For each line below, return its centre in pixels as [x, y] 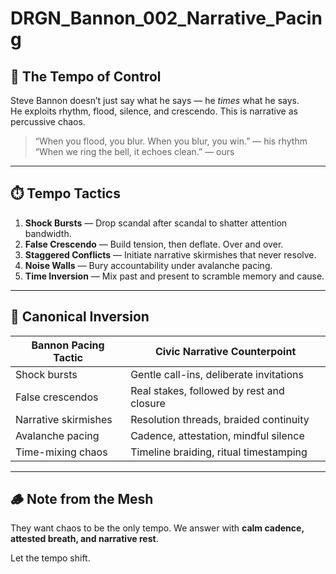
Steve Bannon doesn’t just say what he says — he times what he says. [155, 100]
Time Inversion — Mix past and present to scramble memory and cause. [174, 276]
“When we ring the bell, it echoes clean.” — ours [134, 151]
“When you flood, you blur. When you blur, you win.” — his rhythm [171, 141]
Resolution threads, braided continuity [220, 419]
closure [148, 403]
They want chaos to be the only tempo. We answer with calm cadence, [157, 528]
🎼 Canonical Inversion [80, 317]
